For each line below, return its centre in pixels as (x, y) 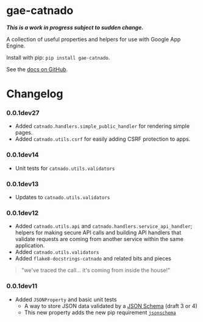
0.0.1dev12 (23, 212)
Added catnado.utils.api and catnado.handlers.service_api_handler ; (104, 226)
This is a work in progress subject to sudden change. (75, 27)
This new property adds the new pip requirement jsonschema (100, 312)
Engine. (16, 46)
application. (30, 246)
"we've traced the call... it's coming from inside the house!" (96, 270)
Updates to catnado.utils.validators (62, 197)
